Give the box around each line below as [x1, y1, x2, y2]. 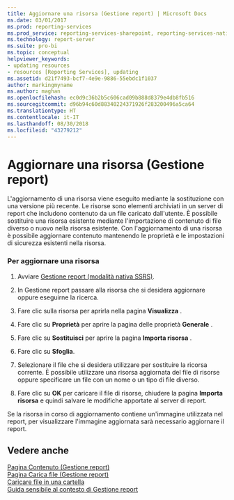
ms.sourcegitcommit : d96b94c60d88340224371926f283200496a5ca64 [7, 101, 195, 108]
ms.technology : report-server [7, 36, 95, 43]
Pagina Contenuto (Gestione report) [7, 463, 110, 471]
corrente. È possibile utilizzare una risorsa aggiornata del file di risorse [17, 368, 220, 376]
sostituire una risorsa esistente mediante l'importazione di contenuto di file [7, 217, 221, 225]
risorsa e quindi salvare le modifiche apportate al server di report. [17, 396, 207, 405]
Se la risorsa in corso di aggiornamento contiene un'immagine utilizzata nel [7, 409, 223, 418]
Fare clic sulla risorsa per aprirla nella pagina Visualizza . [17, 306, 182, 315]
